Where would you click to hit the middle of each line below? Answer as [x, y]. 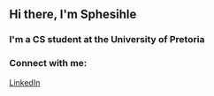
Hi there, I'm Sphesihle [73, 15]
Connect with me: [48, 63]
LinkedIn [25, 82]
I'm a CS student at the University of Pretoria [107, 40]
